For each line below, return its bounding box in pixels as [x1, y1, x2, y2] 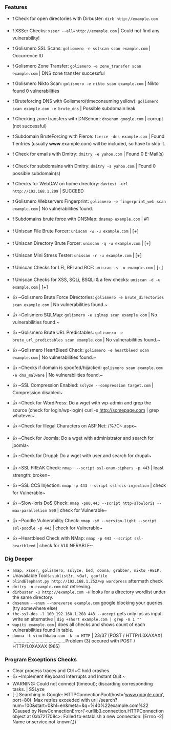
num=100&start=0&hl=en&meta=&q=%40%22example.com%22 [12, 702, 149, 708]
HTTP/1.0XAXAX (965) [12, 643, 60, 649]
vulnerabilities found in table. [12, 627, 74, 633]
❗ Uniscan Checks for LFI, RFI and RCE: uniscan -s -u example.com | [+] [12, 265, 163, 271]
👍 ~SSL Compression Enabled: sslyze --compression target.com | [12, 382, 154, 389]
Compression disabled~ [12, 390, 63, 396]
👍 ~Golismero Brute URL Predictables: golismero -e [12, 329, 123, 336]
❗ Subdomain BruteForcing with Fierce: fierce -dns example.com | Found [12, 133, 165, 139]
